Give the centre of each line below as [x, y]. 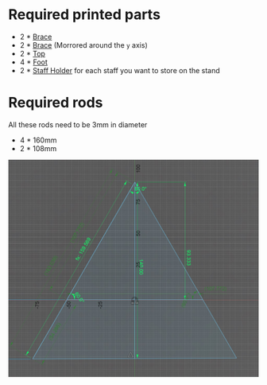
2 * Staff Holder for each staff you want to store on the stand [120, 70]
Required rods [56, 103]
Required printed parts [85, 15]
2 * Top [33, 53]
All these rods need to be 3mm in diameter [78, 124]
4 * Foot [33, 62]
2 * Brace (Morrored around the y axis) [84, 45]
